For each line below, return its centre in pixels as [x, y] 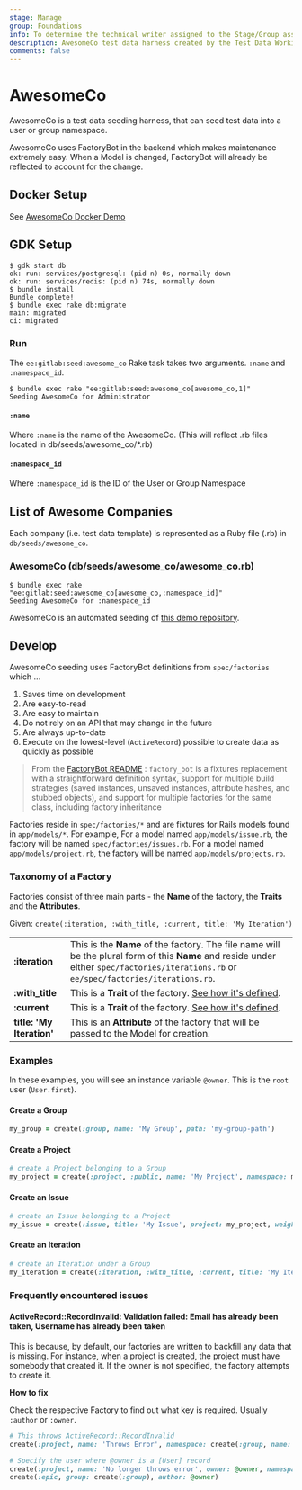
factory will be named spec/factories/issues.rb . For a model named [137, 844]
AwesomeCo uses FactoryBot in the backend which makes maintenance [143, 148]
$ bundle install [42, 289]
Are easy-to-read [54, 704]
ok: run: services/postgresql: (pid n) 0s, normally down [120, 274]
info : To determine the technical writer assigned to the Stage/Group [144, 34]
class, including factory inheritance [96, 807]
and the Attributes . [45, 906]
